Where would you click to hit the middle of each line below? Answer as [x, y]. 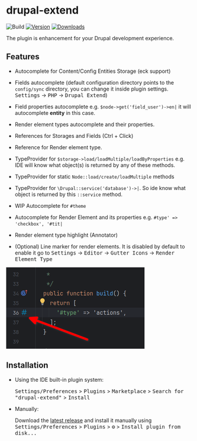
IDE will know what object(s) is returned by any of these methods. [95, 165]
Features [23, 57]
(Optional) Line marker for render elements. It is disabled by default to [100, 246]
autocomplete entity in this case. [55, 112]
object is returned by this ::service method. [69, 194]
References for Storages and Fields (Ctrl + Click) [74, 136]
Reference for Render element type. [58, 147]
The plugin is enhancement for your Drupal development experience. [90, 38]
